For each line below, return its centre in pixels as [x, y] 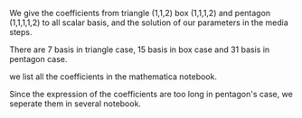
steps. [21, 32]
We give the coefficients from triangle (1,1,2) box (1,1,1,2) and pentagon [140, 13]
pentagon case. [38, 59]
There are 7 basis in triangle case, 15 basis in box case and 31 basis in [140, 50]
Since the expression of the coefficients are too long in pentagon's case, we [151, 94]
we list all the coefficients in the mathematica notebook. [113, 77]
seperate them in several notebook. [75, 104]
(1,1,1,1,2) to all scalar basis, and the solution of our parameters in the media [149, 23]
